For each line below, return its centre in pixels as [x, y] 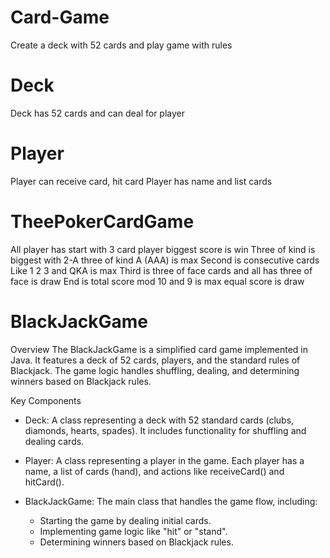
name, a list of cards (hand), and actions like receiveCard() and [154, 471]
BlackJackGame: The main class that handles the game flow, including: [171, 501]
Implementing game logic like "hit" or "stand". [133, 531]
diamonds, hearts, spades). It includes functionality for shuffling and [165, 430]
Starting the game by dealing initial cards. [125, 520]
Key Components [46, 400]
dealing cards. [54, 441]
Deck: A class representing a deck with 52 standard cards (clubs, [159, 420]
